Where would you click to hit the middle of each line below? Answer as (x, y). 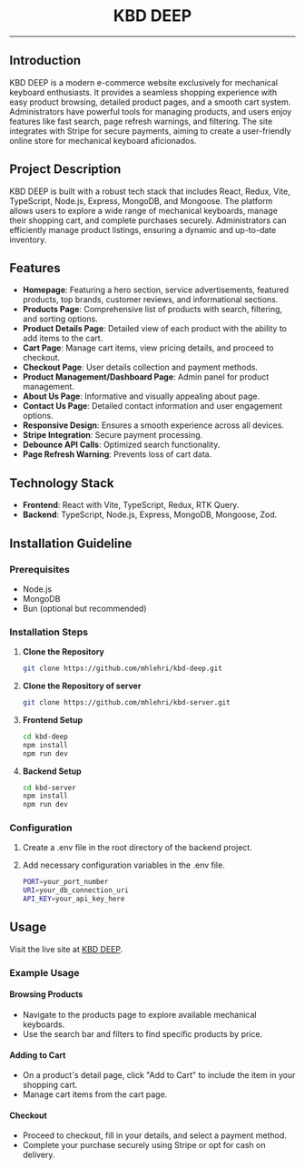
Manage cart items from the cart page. (95, 1094)
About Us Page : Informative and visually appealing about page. (141, 396)
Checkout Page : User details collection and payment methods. (140, 367)
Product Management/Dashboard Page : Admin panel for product (146, 377)
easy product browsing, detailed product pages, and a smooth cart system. (150, 102)
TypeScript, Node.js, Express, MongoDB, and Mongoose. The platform (141, 200)
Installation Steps (49, 632)
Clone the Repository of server (82, 686)
